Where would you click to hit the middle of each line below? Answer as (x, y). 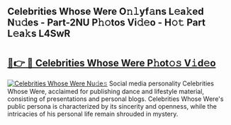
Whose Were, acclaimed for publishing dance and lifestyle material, (106, 91)
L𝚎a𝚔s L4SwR (39, 34)
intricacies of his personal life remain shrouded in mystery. (93, 114)
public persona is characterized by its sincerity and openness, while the (112, 106)
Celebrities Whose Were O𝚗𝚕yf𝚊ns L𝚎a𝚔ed (106, 12)
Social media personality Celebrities (162, 83)
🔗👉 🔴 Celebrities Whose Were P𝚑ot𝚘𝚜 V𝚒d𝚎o (112, 63)
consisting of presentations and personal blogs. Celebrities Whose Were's (115, 99)
